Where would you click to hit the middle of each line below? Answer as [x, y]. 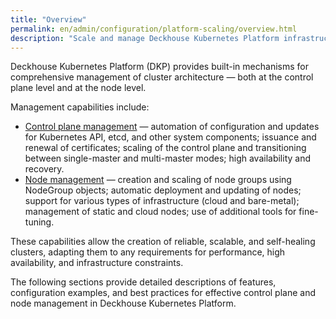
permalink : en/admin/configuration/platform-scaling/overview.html [154, 29]
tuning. [39, 222]
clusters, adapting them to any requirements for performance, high [148, 252]
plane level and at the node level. [78, 88]
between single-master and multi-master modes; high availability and [168, 158]
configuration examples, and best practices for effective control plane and [163, 293]
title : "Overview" [48, 19]
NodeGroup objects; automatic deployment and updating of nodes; [163, 190]
